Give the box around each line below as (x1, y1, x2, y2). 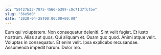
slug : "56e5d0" (5, 12, 36, 16)
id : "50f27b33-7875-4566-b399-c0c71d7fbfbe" (5, 7, 97, 12)
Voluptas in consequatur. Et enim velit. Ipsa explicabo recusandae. (5, 40, 139, 45)
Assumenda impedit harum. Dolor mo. (5, 44, 82, 51)
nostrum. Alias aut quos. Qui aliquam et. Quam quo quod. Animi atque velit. (5, 34, 157, 40)
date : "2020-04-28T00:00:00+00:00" (5, 16, 78, 21)
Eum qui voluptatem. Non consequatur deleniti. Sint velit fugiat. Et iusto (5, 29, 148, 35)
